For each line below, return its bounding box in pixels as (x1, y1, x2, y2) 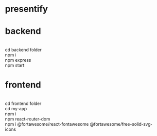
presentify (5, 3, 48, 15)
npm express (5, 57, 32, 63)
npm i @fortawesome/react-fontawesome (5, 121, 89, 127)
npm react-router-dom (5, 116, 50, 122)
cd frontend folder (5, 101, 42, 106)
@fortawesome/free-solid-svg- (89, 121, 153, 127)
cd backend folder (5, 47, 42, 53)
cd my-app (5, 106, 27, 112)
